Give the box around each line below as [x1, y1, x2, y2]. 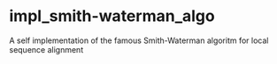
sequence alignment [9, 44, 84, 54]
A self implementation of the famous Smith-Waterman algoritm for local [9, 35, 269, 46]
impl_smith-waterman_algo [9, 6, 215, 26]
